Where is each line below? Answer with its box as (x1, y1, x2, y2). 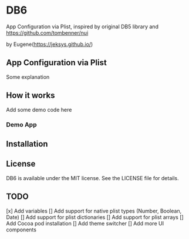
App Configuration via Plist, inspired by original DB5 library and (6, 23, 158, 30)
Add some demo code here (6, 106, 72, 113)
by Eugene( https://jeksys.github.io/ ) (6, 41, 93, 48)
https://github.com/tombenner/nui (6, 29, 89, 36)
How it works (6, 91, 55, 101)
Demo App (6, 121, 37, 129)
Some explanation (6, 73, 50, 80)
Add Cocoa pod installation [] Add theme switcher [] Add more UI (6, 220, 164, 227)
